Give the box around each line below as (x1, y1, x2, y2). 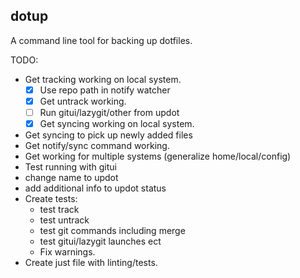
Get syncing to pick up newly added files (24, 129, 193, 141)
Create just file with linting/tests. (24, 257, 158, 269)
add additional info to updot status (24, 182, 167, 194)
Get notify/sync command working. (24, 140, 170, 152)
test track (39, 204, 80, 216)
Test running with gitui (24, 161, 117, 173)
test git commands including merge (39, 225, 186, 237)
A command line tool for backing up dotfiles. (10, 34, 193, 46)
